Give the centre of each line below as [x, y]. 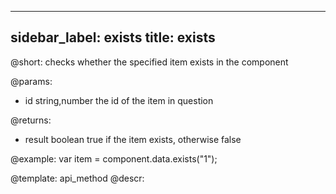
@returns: [31, 120]
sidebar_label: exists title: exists [113, 37]
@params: [31, 81]
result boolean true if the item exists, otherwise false [133, 139]
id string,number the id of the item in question [119, 100]
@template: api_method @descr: [77, 178]
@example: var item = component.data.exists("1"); [114, 158]
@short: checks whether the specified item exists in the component [149, 62]
